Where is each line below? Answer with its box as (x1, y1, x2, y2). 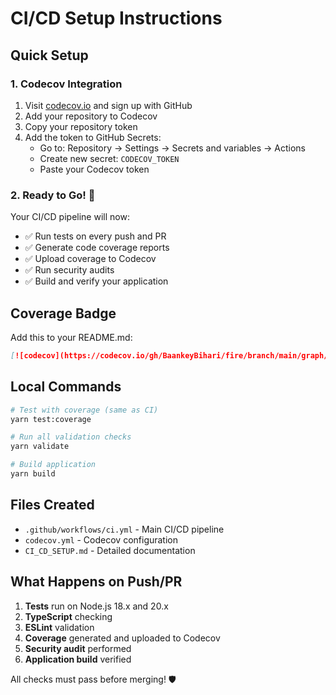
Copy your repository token (24, 120, 138, 132)
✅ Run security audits (24, 264, 115, 276)
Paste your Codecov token (39, 163, 150, 175)
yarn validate (10, 442, 70, 452)
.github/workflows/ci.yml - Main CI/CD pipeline (24, 523, 225, 535)
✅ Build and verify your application (24, 275, 169, 287)
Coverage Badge (10, 305, 117, 322)
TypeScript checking (24, 610, 113, 622)
